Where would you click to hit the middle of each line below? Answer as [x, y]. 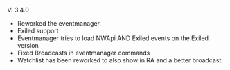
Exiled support [38, 31]
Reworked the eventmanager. [59, 23]
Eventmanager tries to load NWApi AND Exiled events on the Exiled [113, 38]
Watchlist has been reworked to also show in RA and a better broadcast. [120, 60]
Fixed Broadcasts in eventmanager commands [83, 53]
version [28, 45]
